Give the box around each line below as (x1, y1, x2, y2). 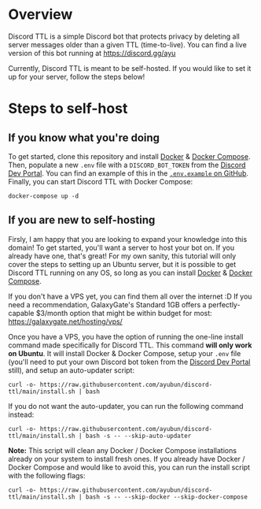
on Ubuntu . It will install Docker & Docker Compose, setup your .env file (8, 348, 241, 358)
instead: (8, 410, 35, 419)
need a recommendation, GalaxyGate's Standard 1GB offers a (8, 299, 207, 309)
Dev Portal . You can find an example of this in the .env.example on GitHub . (8, 168, 249, 178)
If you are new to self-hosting (8, 214, 156, 227)
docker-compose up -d (8, 191, 79, 200)
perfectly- (208, 299, 241, 309)
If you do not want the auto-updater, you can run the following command (8, 401, 244, 411)
